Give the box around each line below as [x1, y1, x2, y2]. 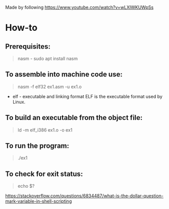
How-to [5, 22, 38, 33]
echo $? [17, 183, 35, 189]
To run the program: [5, 142, 70, 150]
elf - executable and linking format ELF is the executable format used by [12, 93, 163, 99]
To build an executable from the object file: [5, 113, 143, 122]
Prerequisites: [5, 42, 50, 51]
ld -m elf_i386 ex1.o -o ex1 [17, 127, 73, 133]
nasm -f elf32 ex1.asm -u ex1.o [17, 83, 82, 90]
